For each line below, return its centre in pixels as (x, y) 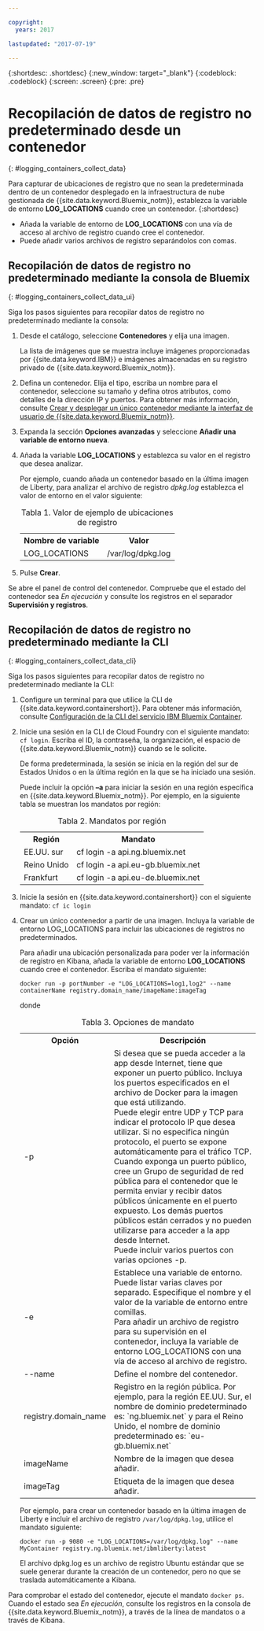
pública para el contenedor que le (176, 1181)
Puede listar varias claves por (168, 1282)
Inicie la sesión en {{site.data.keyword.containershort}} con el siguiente (135, 897)
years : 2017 (35, 30)
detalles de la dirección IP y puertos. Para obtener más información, (129, 400)
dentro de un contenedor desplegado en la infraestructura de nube (117, 192)
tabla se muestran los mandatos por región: (90, 804)
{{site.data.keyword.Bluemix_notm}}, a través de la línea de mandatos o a (127, 1611)
